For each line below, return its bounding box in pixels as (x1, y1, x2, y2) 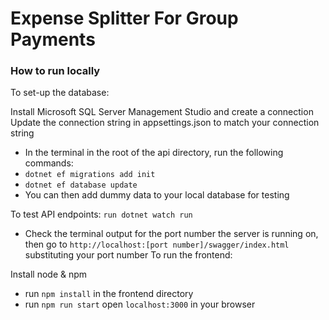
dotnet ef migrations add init (24, 170, 156, 180)
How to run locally (10, 64, 101, 78)
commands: (24, 157, 74, 169)
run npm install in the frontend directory (24, 288, 194, 300)
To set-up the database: (10, 87, 110, 99)
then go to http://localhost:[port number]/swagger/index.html (24, 238, 290, 251)
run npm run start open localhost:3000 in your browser (24, 298, 256, 311)
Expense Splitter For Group (10, 7, 239, 30)
